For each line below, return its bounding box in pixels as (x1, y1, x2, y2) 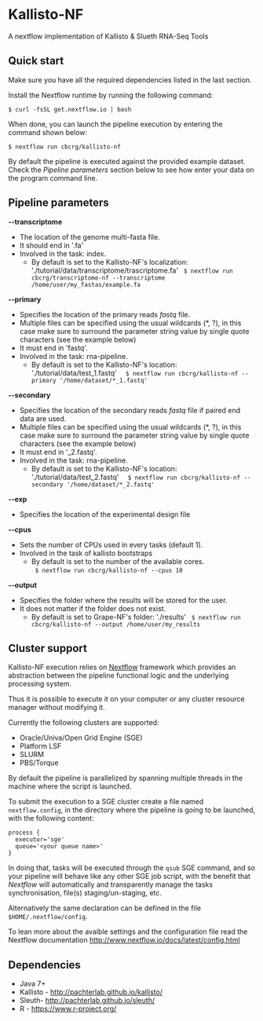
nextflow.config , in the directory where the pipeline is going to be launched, (8, 805, 256, 814)
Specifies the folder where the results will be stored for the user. (19, 595, 228, 605)
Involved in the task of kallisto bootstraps (19, 548, 153, 558)
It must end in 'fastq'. (19, 343, 88, 353)
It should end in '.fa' (19, 240, 84, 250)
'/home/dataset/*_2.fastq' (66, 481, 155, 489)
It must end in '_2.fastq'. (19, 447, 97, 456)
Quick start (8, 54, 64, 68)
